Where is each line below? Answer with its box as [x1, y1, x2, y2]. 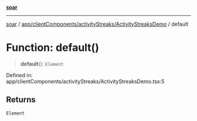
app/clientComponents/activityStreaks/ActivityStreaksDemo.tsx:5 [6, 78, 165, 85]
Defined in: [6, 71, 33, 78]
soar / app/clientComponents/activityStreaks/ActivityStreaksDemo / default [6, 20, 189, 27]
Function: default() [6, 41, 100, 54]
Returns [6, 95, 36, 105]
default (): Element [20, 60, 64, 67]
